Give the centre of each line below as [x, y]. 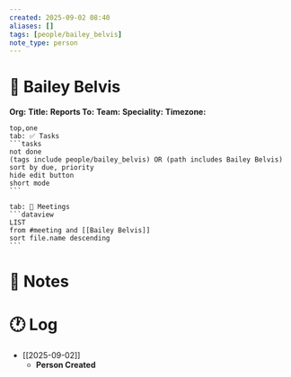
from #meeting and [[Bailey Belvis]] [80, 231]
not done [26, 152]
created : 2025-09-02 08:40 [60, 18]
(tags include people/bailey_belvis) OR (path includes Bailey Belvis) [146, 160]
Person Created [66, 365]
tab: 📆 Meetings [40, 207]
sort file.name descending [60, 239]
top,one [24, 128]
